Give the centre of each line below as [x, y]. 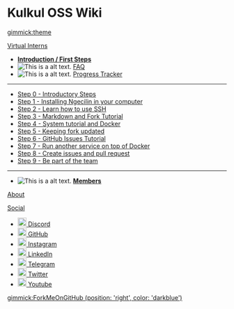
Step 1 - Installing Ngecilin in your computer [80, 101]
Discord [39, 224]
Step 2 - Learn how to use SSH [62, 109]
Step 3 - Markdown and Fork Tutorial [70, 116]
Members [87, 181]
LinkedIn [40, 254]
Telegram [41, 264]
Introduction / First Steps [54, 59]
